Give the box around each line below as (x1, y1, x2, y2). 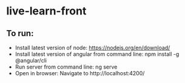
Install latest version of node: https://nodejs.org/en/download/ (15, 44, 170, 51)
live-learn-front (6, 4, 87, 18)
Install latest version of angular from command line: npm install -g (15, 51, 180, 58)
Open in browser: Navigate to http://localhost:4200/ (15, 70, 145, 76)
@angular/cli (15, 57, 47, 64)
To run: (6, 28, 34, 38)
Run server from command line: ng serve (15, 63, 118, 70)
